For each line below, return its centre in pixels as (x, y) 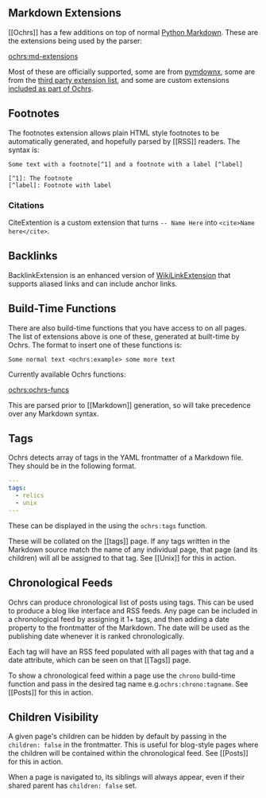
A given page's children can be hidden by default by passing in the (118, 737)
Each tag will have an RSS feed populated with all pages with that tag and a (131, 651)
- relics (30, 496)
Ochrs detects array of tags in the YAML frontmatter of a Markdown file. (126, 458)
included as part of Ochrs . (51, 88)
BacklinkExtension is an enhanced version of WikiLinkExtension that (120, 275)
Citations (26, 205)
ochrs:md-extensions (43, 56)
